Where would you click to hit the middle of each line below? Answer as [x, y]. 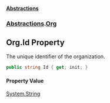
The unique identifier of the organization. [56, 57]
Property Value [25, 81]
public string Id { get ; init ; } [47, 68]
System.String [23, 94]
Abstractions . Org [31, 24]
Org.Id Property [35, 42]
